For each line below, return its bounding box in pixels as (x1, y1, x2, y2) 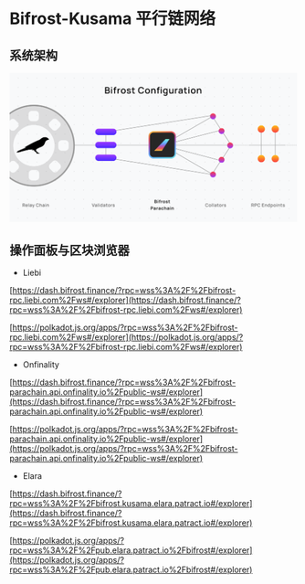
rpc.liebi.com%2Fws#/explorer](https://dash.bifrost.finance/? (9, 294, 242, 306)
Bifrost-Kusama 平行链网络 (9, 8, 216, 29)
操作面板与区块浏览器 (9, 242, 130, 258)
